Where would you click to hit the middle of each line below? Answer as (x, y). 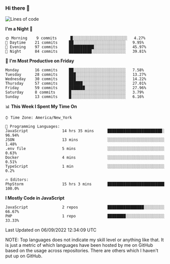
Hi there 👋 (18, 8)
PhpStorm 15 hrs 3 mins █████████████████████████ (85, 184)
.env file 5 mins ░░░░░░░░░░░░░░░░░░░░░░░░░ (85, 149)
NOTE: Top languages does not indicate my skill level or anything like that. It (84, 240)
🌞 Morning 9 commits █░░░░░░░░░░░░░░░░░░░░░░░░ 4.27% (75, 38)
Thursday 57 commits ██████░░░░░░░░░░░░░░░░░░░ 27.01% (76, 84)
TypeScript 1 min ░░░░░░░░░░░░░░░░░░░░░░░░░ (85, 167)
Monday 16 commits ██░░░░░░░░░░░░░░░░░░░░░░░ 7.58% (75, 70)
